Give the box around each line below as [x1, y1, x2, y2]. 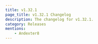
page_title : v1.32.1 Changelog [5, 12, 71, 17]
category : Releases [5, 21, 46, 27]
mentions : [5, 26, 26, 31]
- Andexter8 [14, 31, 39, 36]
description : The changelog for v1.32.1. [5, 17, 94, 22]
